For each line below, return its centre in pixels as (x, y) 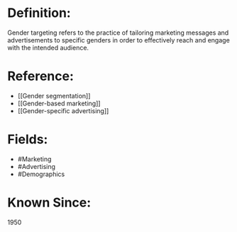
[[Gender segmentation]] (54, 95)
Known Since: (49, 202)
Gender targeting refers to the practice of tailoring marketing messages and (118, 33)
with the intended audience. (48, 47)
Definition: (39, 13)
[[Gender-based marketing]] (59, 103)
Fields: (28, 140)
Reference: (41, 76)
